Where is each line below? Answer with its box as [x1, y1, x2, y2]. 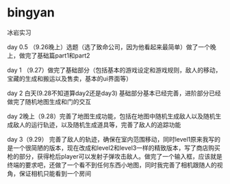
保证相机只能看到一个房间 [18, 169, 91, 177]
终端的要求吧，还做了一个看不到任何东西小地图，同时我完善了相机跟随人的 [7, 161, 217, 169]
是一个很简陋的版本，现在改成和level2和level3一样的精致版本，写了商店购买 [7, 144, 221, 152]
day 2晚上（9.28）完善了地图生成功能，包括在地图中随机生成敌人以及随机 [7, 111, 216, 120]
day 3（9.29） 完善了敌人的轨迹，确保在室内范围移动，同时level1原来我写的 [7, 135, 221, 143]
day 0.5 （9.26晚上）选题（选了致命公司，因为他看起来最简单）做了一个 [7, 42, 211, 51]
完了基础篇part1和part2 [25, 51, 90, 60]
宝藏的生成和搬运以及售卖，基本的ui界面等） [7, 74, 132, 83]
